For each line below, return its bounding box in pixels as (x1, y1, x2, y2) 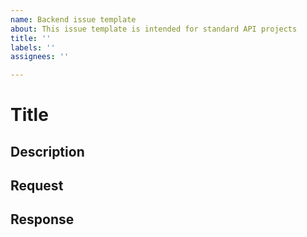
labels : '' (10, 42, 56, 53)
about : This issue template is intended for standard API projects (10, 24, 298, 34)
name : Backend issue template (10, 14, 137, 25)
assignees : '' (10, 52, 70, 62)
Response (10, 211, 75, 228)
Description (10, 143, 85, 160)
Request (10, 177, 64, 195)
